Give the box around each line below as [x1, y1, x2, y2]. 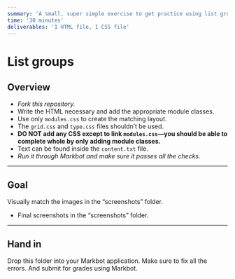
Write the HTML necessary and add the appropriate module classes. [17, 107, 215, 116]
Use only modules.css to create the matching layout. [17, 115, 167, 123]
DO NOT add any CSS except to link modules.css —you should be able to [17, 130, 228, 138]
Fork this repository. [17, 100, 76, 109]
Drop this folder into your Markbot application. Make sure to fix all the [7, 257, 208, 265]
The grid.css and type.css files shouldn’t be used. [17, 122, 164, 130]
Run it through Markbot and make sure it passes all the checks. [17, 152, 201, 161]
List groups [7, 53, 75, 69]
